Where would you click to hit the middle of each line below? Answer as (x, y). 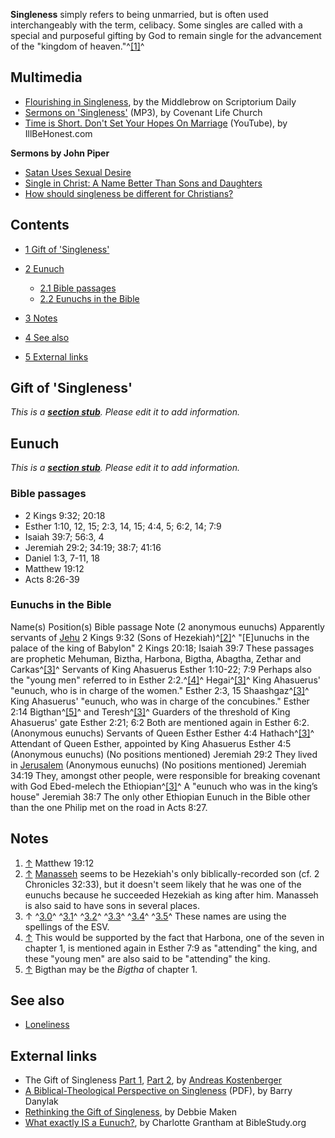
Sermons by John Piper (60, 153)
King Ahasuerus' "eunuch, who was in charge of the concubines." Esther (160, 701)
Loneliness (47, 1025)
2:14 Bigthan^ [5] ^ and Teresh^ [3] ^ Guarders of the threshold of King (150, 711)
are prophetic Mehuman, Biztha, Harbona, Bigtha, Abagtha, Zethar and (156, 658)
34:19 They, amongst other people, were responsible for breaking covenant (165, 775)
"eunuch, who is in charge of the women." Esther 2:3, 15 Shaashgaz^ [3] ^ (160, 690)
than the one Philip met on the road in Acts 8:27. (109, 807)
